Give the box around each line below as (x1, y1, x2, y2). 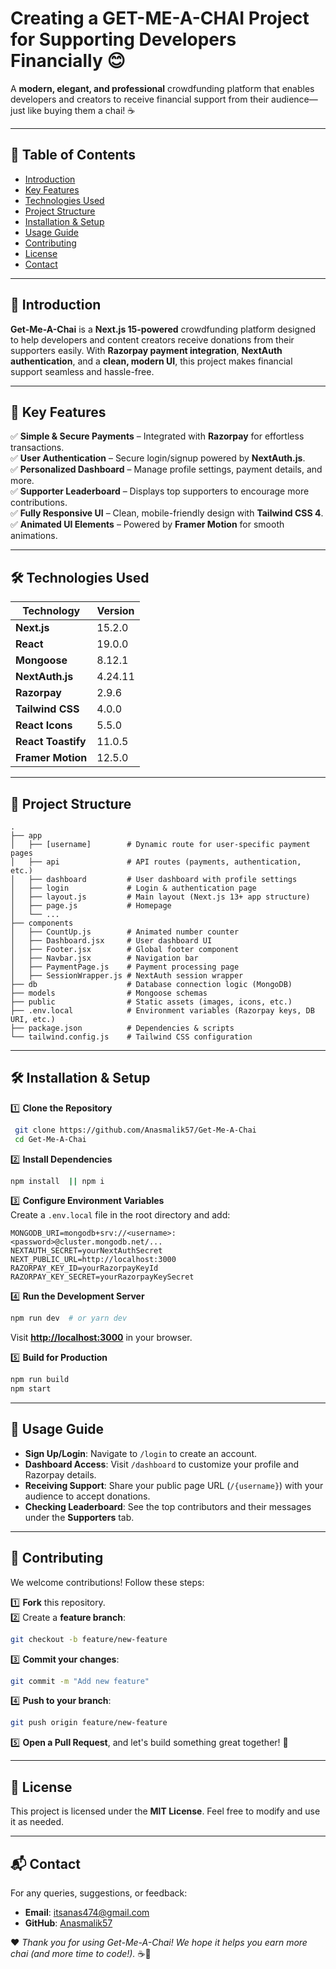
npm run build (10, 1375, 70, 1385)
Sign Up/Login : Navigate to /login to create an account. (24, 1447, 258, 1459)
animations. (10, 530, 58, 542)
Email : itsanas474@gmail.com (24, 1906, 150, 1918)
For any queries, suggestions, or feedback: (10, 1887, 188, 1899)
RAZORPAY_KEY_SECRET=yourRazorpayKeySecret (10, 1272, 195, 1282)
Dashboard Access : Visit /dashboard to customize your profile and (24, 1458, 300, 1470)
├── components (10, 918, 74, 928)
